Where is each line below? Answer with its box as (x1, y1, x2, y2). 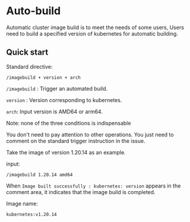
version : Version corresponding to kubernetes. (6, 96, 122, 103)
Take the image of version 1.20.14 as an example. (6, 148, 126, 156)
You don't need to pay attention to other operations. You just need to (6, 131, 174, 138)
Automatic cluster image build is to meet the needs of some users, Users (6, 24, 184, 31)
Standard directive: (6, 63, 53, 70)
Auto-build (6, 4, 61, 18)
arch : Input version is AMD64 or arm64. (6, 108, 103, 115)
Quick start (6, 47, 49, 58)
